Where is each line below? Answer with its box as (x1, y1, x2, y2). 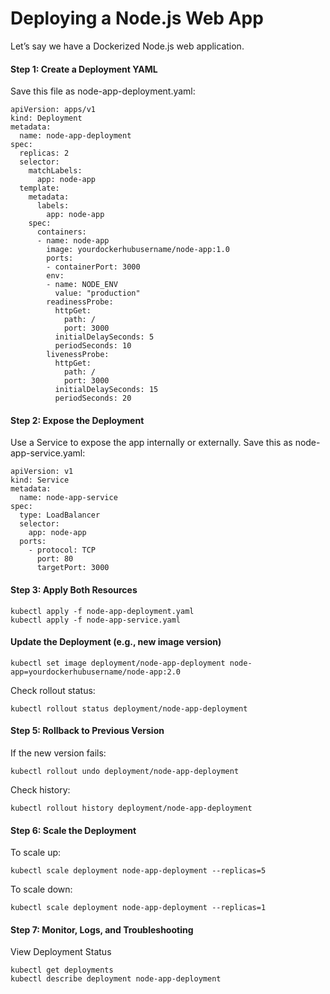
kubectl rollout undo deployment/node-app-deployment (10, 766, 240, 776)
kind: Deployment (10, 113, 83, 124)
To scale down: (10, 883, 73, 896)
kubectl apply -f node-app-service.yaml (10, 615, 182, 625)
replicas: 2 (19, 148, 70, 159)
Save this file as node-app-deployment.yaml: (10, 85, 196, 97)
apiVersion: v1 (10, 467, 74, 477)
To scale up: (10, 847, 62, 859)
